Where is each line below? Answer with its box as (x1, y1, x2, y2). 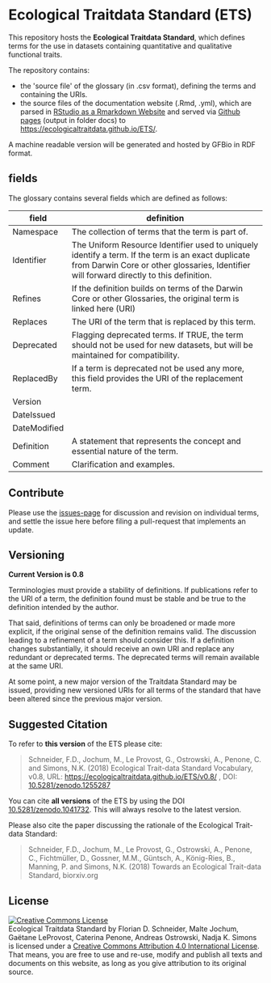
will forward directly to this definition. (71, 269, 212, 281)
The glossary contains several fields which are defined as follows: (8, 193, 228, 203)
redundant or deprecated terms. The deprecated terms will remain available (8, 653, 260, 663)
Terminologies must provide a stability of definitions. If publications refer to (8, 585, 258, 595)
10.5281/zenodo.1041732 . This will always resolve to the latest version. (8, 805, 242, 815)
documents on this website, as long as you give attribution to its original (8, 959, 247, 968)
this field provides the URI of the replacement (71, 372, 244, 383)
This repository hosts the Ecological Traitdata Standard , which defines (8, 32, 246, 42)
